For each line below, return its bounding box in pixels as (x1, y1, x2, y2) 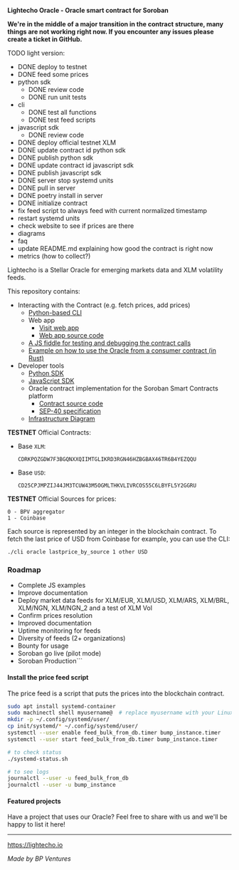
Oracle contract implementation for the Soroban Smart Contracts (28, 384, 218, 393)
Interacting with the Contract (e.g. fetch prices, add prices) (17, 301, 191, 309)
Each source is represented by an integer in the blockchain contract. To (7, 527, 217, 535)
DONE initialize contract (17, 199, 87, 207)
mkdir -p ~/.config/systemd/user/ (7, 716, 110, 723)
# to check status (7, 748, 62, 756)
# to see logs (7, 768, 50, 775)
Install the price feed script (7, 673, 89, 681)
